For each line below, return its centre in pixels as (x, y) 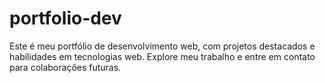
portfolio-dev (65, 18)
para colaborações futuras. (65, 67)
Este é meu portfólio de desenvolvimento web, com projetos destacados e (162, 46)
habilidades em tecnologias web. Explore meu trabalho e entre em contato (162, 56)
